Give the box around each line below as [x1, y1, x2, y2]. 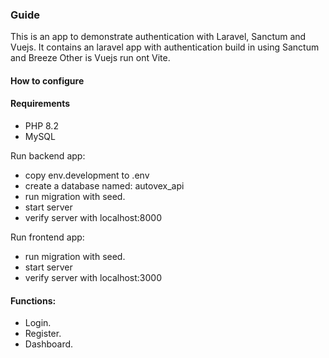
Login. [24, 317, 52, 329]
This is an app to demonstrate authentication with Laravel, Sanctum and [10, 31, 307, 43]
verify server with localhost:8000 [24, 212, 162, 224]
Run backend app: [10, 150, 86, 162]
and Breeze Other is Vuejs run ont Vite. [10, 52, 171, 64]
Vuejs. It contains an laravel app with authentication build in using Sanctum [10, 41, 320, 53]
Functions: [10, 294, 57, 307]
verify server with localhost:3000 [24, 272, 162, 284]
